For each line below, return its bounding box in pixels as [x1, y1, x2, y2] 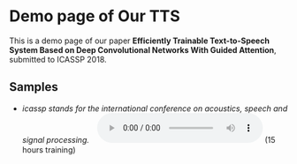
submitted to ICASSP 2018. [9, 54, 108, 64]
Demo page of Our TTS [9, 6, 180, 26]
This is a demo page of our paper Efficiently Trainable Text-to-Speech [9, 35, 270, 46]
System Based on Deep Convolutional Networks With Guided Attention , [9, 44, 277, 55]
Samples [9, 79, 59, 94]
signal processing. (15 [21, 134, 276, 145]
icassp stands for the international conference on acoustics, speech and [21, 103, 288, 114]
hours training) [21, 144, 77, 155]
